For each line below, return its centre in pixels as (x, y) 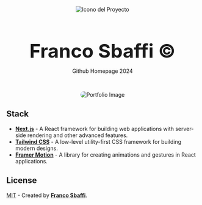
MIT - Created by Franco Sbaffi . (47, 195)
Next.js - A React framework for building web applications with (94, 129)
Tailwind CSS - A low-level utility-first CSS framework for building (98, 141)
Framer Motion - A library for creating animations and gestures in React (106, 155)
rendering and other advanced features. (78, 135)
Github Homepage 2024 (103, 71)
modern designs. (36, 148)
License (22, 181)
